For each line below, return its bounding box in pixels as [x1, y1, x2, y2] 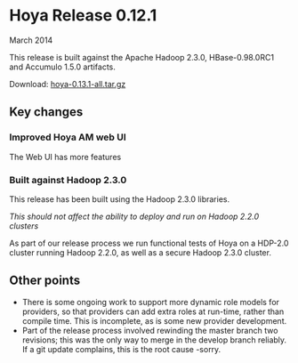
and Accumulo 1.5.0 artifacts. [9, 61, 116, 72]
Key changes [9, 104, 84, 120]
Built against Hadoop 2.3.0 [9, 173, 127, 186]
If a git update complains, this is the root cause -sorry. [21, 343, 221, 354]
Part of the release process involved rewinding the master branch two [21, 325, 278, 335]
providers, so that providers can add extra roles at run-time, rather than [21, 306, 285, 317]
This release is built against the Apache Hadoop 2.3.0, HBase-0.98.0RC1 [9, 52, 274, 62]
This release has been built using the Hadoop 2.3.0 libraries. [9, 193, 230, 205]
